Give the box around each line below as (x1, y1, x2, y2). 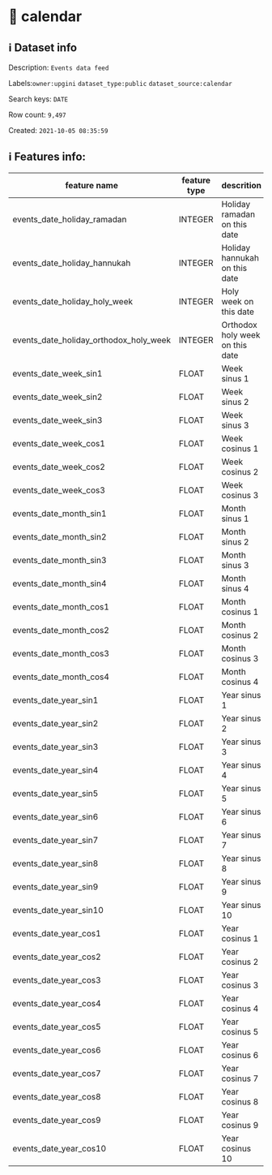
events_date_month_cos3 (12, 648, 109, 659)
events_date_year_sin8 (12, 858, 99, 869)
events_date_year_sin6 (12, 811, 99, 822)
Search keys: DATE (8, 94, 69, 104)
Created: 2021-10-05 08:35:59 (8, 126, 108, 135)
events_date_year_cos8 (12, 1091, 101, 1102)
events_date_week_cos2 (12, 461, 105, 472)
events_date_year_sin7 (12, 834, 99, 846)
